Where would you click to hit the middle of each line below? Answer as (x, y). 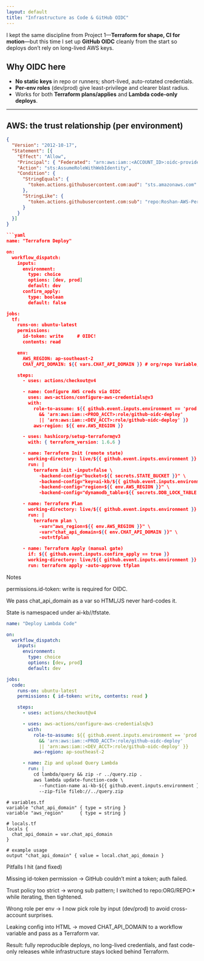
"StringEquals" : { (46, 179)
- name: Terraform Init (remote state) (73, 453)
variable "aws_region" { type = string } (66, 813)
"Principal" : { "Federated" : (54, 162)
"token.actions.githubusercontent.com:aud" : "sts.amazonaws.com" (113, 185)
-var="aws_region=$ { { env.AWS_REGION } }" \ (94, 526)
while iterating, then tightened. (45, 897)
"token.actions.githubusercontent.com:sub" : (85, 202)
